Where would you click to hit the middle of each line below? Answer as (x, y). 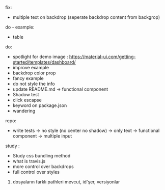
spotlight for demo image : (40, 57)
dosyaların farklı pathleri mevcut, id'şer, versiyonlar (66, 182)
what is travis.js (29, 161)
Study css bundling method (42, 156)
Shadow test (26, 94)
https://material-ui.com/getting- (102, 57)
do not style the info (34, 84)
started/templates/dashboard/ (44, 62)
